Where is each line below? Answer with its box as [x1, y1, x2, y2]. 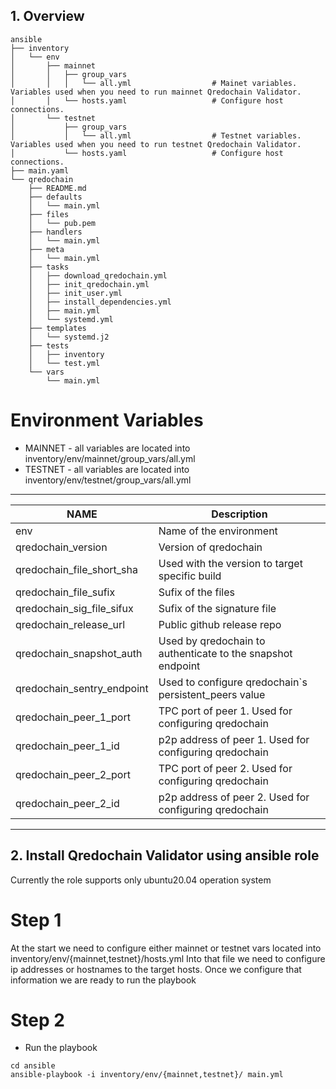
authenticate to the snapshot [158, 646, 293, 660]
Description [211, 507, 268, 521]
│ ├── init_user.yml [28, 288, 123, 298]
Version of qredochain [158, 540, 263, 554]
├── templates [28, 323, 87, 333]
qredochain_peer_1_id [15, 739, 120, 753]
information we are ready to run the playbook [10, 974, 197, 986]
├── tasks [28, 262, 70, 272]
